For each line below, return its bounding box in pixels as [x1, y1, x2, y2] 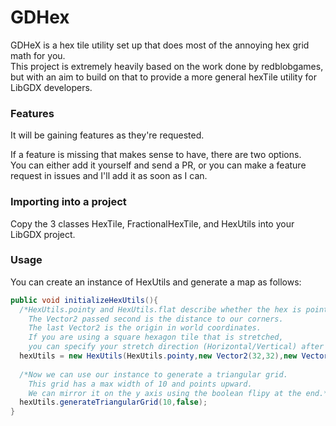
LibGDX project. [10, 228, 76, 240]
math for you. [10, 49, 66, 61]
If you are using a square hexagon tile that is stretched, [28, 332, 284, 343]
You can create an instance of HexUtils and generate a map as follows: [10, 276, 302, 288]
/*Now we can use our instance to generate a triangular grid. [19, 369, 288, 380]
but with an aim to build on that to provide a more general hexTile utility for [10, 71, 317, 83]
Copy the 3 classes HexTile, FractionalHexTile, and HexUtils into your [10, 217, 295, 230]
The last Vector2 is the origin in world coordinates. [28, 323, 262, 333]
